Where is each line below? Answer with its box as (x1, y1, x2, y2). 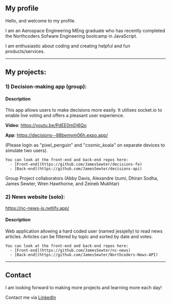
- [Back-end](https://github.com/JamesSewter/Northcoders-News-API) (10, 252, 158, 257)
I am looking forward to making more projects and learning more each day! (5, 284, 162, 290)
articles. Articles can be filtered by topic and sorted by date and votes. (5, 233, 153, 239)
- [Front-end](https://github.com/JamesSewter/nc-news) (10, 247, 131, 253)
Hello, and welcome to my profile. (5, 17, 76, 23)
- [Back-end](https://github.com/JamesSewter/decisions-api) (10, 166, 142, 171)
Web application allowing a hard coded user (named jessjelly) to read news (5, 228, 163, 234)
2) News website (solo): (5, 193, 65, 200)
